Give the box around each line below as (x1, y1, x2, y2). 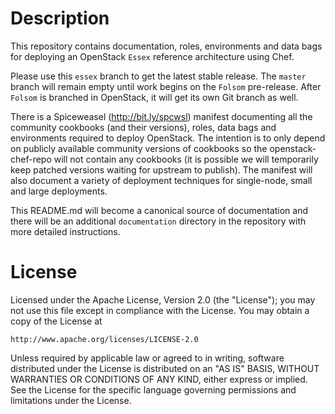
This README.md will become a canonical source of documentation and (10, 204, 309, 216)
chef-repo (10, 153, 52, 165)
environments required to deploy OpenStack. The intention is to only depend (10, 132, 326, 144)
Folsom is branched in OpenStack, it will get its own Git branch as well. (10, 91, 299, 103)
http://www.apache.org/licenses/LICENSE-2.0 (10, 334, 199, 344)
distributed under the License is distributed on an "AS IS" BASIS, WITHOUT (10, 362, 320, 374)
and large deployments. (10, 185, 108, 197)
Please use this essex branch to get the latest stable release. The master (10, 70, 307, 82)
